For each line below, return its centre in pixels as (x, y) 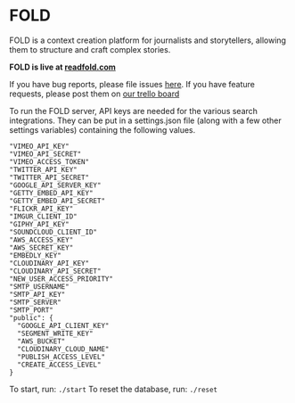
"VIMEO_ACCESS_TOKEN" (49, 161)
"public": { (31, 317)
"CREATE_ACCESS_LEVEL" (59, 365)
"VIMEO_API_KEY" (39, 146)
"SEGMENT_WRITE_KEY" (55, 333)
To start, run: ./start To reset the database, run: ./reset (114, 389)
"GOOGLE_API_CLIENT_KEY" (63, 325)
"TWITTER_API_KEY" (43, 169)
